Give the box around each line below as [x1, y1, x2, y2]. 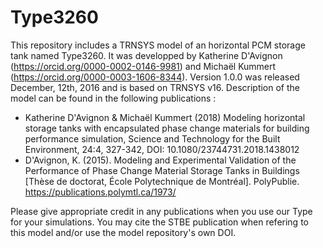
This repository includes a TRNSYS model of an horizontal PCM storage [10, 39, 306, 51]
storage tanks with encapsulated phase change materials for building [24, 122, 310, 134]
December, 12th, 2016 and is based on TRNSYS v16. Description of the [10, 81, 301, 93]
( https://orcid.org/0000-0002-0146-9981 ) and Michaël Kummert [10, 60, 277, 72]
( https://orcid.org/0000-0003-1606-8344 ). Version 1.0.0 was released [10, 71, 300, 83]
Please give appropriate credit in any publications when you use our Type [10, 205, 313, 217]
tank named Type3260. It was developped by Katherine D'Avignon [10, 49, 283, 61]
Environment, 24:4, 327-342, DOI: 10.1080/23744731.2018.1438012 [24, 143, 300, 155]
